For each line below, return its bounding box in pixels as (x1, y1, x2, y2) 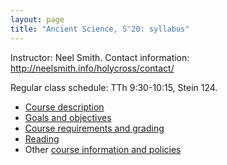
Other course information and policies (24, 143, 182, 155)
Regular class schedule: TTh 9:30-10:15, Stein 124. (10, 81, 218, 93)
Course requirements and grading (24, 122, 165, 134)
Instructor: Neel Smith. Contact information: (10, 51, 190, 63)
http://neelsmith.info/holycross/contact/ (10, 62, 175, 74)
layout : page (10, 14, 65, 25)
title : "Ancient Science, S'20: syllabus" (10, 24, 190, 34)
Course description (24, 101, 105, 113)
